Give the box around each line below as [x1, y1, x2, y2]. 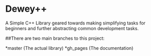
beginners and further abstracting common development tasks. [5, 25, 139, 31]
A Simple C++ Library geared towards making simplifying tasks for [5, 20, 146, 26]
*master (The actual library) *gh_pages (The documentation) [5, 45, 134, 51]
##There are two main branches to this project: [5, 35, 105, 41]
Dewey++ [5, 3, 47, 15]
